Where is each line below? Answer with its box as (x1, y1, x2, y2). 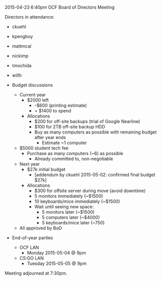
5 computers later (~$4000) (42, 214, 100, 220)
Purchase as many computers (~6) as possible (27, 151, 123, 156)
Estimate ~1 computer (42, 140, 87, 146)
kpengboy (12, 34, 33, 39)
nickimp (12, 53, 29, 59)
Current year (19, 92, 46, 97)
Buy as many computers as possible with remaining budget (34, 129, 157, 135)
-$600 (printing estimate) (34, 102, 87, 108)
